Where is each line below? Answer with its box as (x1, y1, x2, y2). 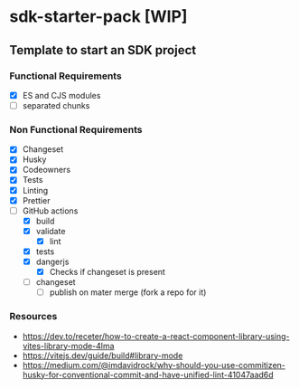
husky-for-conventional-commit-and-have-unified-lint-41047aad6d (22, 369, 274, 380)
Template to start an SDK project (9, 43, 197, 58)
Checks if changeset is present (49, 267, 165, 278)
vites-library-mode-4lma (22, 340, 115, 351)
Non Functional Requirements (9, 123, 143, 136)
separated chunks (22, 100, 90, 110)
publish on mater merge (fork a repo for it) (49, 287, 207, 298)
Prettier (22, 194, 51, 205)
